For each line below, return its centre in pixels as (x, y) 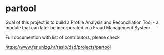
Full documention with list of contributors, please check (63, 37)
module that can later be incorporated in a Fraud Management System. (78, 27)
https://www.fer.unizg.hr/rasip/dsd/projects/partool (58, 47)
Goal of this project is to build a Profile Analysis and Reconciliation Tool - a (82, 22)
